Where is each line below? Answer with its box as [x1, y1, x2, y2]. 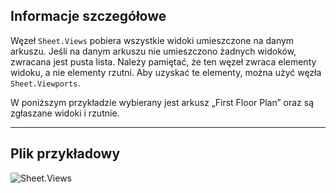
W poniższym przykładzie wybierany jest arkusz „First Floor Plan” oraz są [10, 96, 314, 108]
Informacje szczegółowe [10, 8, 167, 25]
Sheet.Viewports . [10, 77, 81, 89]
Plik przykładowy [10, 145, 121, 163]
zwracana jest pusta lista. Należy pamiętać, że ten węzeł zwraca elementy [10, 55, 317, 68]
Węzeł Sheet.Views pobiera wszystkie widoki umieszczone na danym [10, 34, 295, 46]
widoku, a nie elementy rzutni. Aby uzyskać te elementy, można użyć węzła [10, 66, 322, 78]
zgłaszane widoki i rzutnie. [10, 107, 120, 119]
